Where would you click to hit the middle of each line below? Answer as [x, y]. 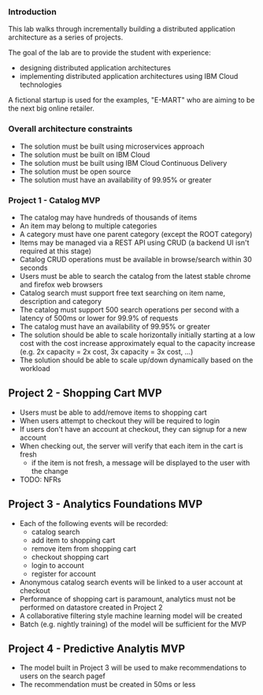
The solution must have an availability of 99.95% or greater [116, 179]
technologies [41, 85]
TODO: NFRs [40, 479]
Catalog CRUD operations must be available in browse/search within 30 [135, 259]
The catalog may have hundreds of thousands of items [108, 217]
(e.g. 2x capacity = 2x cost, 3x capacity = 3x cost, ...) [106, 351]
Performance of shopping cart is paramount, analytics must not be [128, 599]
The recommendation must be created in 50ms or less [107, 685]
